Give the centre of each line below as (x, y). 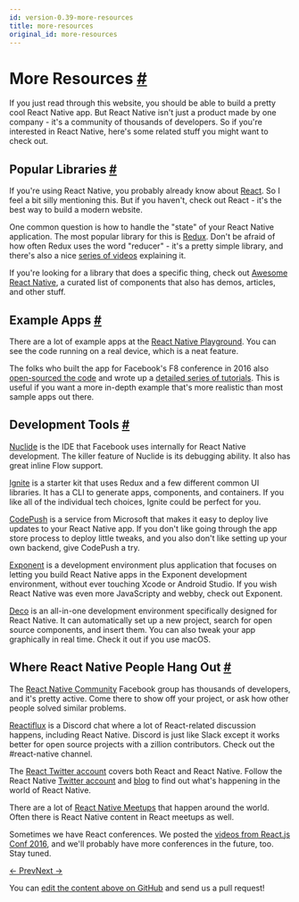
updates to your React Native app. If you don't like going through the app (143, 528)
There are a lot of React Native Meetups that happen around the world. (139, 807)
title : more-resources (51, 26)
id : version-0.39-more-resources (71, 17)
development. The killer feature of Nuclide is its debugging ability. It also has (150, 456)
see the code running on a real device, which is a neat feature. (124, 350)
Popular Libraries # (63, 169)
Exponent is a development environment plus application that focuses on (143, 565)
